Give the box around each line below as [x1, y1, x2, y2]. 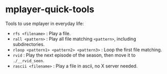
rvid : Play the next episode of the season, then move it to [12, 52, 136, 58]
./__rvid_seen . [12, 57, 45, 63]
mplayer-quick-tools [5, 4, 95, 15]
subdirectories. [12, 41, 45, 47]
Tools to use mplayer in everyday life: [5, 20, 84, 27]
